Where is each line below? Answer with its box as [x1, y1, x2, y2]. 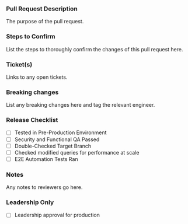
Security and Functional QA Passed [14, 136, 100, 143]
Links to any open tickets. [6, 73, 68, 80]
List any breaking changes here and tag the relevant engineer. [6, 101, 155, 108]
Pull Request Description [6, 5, 78, 13]
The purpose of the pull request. [6, 18, 84, 25]
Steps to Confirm [6, 33, 55, 41]
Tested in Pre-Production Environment [14, 129, 107, 136]
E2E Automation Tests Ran [14, 155, 78, 162]
